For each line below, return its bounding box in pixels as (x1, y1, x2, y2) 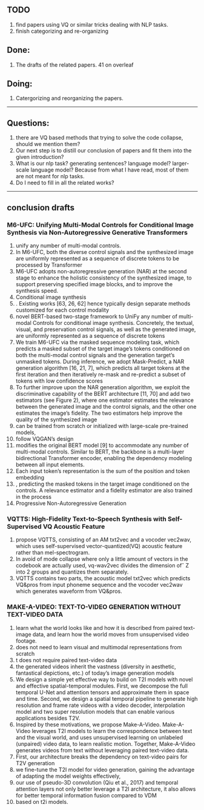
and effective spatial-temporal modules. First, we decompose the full (15, 682, 188, 689)
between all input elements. (15, 461, 85, 468)
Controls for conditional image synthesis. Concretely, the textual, (33, 319, 194, 326)
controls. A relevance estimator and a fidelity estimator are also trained (15, 486, 192, 494)
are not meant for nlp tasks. (15, 173, 85, 180)
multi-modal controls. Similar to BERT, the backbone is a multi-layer (15, 448, 185, 455)
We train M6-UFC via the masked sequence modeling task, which (15, 338, 180, 346)
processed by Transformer (15, 261, 82, 269)
